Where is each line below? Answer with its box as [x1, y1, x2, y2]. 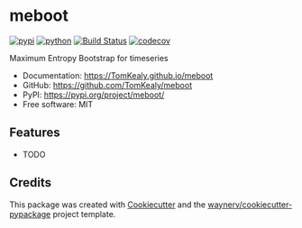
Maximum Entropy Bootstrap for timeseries [9, 52, 169, 63]
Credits [9, 175, 52, 190]
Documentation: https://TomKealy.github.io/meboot [22, 69, 214, 81]
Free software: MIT [22, 98, 94, 109]
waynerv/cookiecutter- [206, 199, 293, 210]
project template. [52, 208, 116, 219]
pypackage [9, 208, 51, 219]
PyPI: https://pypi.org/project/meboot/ [22, 89, 165, 100]
